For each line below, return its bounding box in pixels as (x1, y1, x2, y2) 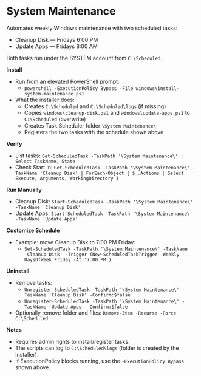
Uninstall (6, 267, 30, 275)
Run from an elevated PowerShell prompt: (15, 78, 120, 85)
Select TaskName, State (15, 158, 76, 165)
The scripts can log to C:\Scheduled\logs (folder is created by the (15, 344, 179, 352)
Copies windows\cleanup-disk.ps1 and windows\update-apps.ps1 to (24, 109, 190, 116)
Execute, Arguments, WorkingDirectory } (15, 175, 119, 182)
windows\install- (135, 85, 180, 92)
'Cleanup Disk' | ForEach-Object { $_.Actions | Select (39, 170, 184, 176)
